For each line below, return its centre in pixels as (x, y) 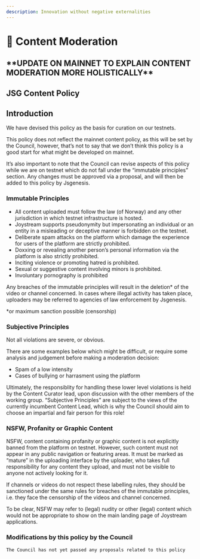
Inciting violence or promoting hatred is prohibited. (77, 262)
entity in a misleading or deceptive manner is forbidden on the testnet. (101, 231)
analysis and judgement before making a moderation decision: (83, 358)
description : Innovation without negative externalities (79, 12)
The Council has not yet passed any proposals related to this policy (96, 550)
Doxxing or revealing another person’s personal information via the (97, 250)
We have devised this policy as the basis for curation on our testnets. (91, 128)
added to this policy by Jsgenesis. (48, 183)
